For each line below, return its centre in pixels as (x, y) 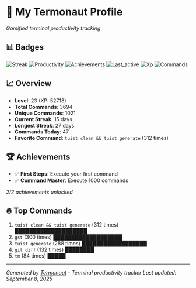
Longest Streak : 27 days (44, 125)
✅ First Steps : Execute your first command (66, 174)
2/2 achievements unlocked (39, 192)
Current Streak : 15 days (43, 119)
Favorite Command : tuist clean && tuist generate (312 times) (92, 138)
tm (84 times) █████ (40, 256)
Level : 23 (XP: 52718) (40, 100)
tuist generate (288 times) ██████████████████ (81, 244)
